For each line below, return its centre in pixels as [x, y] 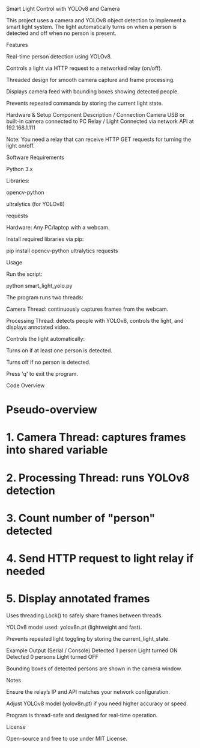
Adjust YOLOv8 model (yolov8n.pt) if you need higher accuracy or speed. [97, 703]
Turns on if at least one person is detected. [59, 351]
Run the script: [24, 274]
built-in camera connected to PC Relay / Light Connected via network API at [100, 121]
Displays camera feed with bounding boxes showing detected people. [92, 92]
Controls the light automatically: [46, 339]
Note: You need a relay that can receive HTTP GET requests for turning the [99, 139]
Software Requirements [35, 157]
